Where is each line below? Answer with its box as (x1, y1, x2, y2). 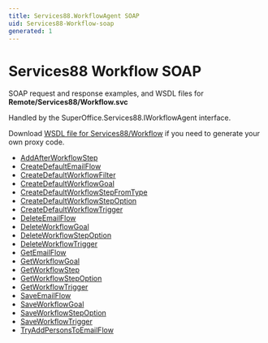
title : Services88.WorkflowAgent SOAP (8, 11, 140, 20)
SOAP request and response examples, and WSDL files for (8, 88, 205, 98)
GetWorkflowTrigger (19, 282, 89, 292)
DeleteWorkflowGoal (19, 222, 89, 232)
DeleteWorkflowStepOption (19, 230, 112, 240)
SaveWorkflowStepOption (19, 308, 107, 318)
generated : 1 (8, 27, 53, 35)
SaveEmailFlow (19, 291, 71, 301)
